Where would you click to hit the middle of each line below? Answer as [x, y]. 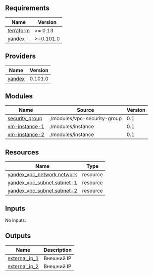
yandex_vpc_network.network [43, 175]
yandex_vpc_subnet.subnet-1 [43, 183]
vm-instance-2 [26, 135]
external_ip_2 [23, 266]
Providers [21, 56]
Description [58, 250]
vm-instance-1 [26, 127]
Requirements [27, 8]
